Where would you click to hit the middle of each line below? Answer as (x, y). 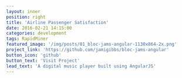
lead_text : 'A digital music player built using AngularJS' (81, 66)
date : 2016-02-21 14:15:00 (39, 28)
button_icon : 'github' (34, 55)
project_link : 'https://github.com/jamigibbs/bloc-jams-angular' (87, 50)
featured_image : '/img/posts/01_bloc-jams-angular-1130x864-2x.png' (92, 45)
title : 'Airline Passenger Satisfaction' (58, 22)
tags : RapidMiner (27, 39)
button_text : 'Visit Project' (43, 60)
